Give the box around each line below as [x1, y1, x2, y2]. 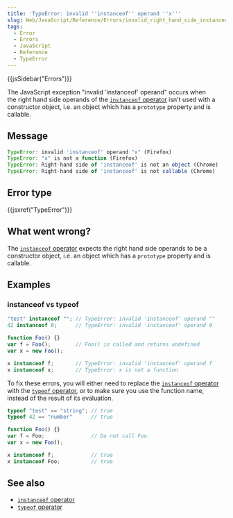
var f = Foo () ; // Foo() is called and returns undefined [7, 341, 200, 348]
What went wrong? [7, 226, 92, 237]
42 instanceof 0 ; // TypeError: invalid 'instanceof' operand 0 [7, 322, 213, 329]
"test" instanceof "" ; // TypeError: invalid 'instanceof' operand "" [7, 315, 216, 323]
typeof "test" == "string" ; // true [7, 407, 113, 414]
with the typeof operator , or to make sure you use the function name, [7, 386, 205, 394]
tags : [7, 23, 23, 30]
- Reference [13, 49, 49, 56]
